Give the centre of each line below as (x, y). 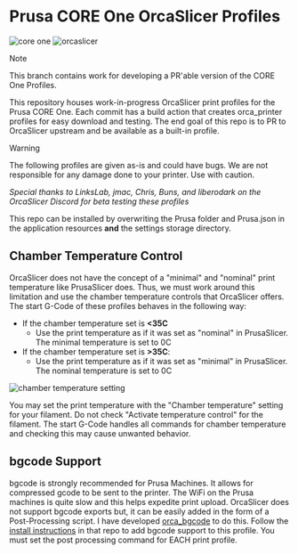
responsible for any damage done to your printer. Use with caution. (132, 175)
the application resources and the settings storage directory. (120, 228)
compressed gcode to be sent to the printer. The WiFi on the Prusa (132, 493)
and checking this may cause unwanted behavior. (100, 433)
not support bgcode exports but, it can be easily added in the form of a (139, 511)
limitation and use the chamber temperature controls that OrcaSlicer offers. (147, 297)
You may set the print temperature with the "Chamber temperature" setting (146, 405)
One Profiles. (33, 85)
